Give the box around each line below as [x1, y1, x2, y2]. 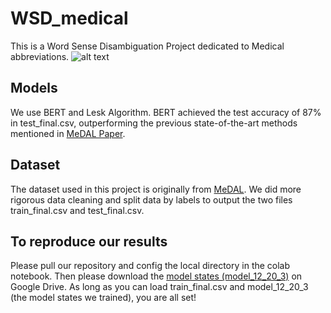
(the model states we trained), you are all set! [10, 292, 197, 304]
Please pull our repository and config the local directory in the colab [10, 260, 291, 272]
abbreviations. [10, 50, 70, 62]
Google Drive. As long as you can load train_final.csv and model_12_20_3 [10, 281, 309, 293]
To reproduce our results [10, 233, 168, 250]
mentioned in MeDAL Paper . [10, 127, 126, 139]
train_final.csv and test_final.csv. [10, 204, 145, 216]
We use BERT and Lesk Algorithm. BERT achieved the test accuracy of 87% [10, 106, 322, 118]
